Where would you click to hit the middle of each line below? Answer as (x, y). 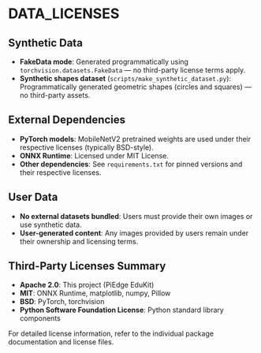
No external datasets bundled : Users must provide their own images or (136, 216)
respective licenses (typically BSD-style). (86, 147)
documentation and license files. (61, 342)
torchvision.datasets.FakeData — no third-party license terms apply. (132, 70)
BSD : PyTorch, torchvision (62, 302)
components (40, 318)
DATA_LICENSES (64, 14)
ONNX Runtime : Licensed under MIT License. (94, 155)
